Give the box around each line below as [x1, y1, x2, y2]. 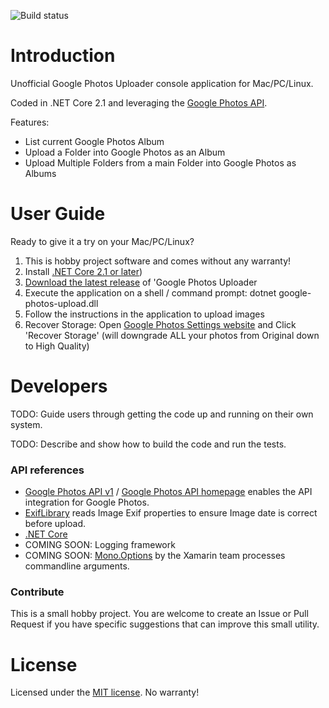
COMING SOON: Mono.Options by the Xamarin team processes [24, 550, 286, 562]
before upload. [24, 518, 87, 530]
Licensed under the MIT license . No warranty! [10, 686, 200, 699]
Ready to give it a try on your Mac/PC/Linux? [10, 235, 195, 247]
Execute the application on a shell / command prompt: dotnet [24, 286, 277, 299]
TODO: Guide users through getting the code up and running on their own [10, 408, 314, 420]
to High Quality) [24, 340, 90, 352]
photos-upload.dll [24, 297, 99, 309]
